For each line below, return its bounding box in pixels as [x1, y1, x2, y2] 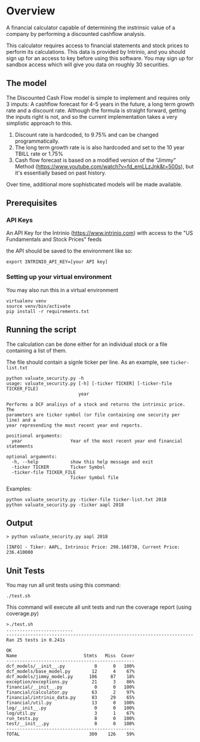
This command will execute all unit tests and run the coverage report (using [6, 603, 192, 611]
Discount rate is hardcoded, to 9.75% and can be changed [14, 131, 159, 138]
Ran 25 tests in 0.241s [6, 637, 66, 643]
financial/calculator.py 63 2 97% [6, 689, 135, 695]
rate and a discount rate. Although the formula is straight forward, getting [6, 106, 186, 114]
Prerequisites [6, 198, 57, 209]
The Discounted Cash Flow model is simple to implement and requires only [6, 94, 190, 101]
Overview [6, 4, 56, 18]
